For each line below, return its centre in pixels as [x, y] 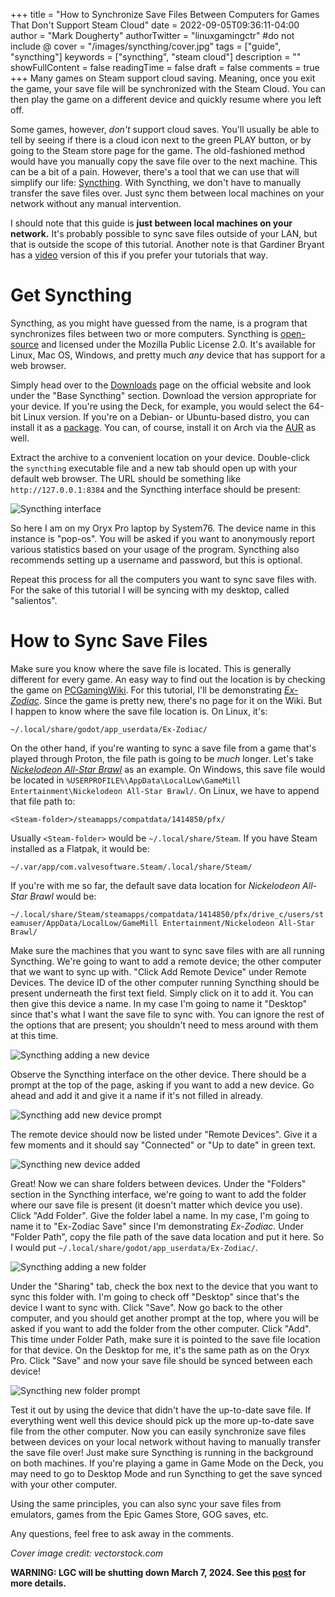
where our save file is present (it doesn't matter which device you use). [156, 1205]
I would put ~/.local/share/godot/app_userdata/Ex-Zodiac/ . [134, 1247]
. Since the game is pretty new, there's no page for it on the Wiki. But [180, 700]
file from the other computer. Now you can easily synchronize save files [158, 1431]
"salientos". [34, 600]
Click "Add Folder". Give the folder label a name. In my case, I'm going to [160, 1215]
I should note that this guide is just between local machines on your [151, 223]
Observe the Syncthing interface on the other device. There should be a [158, 1074]
